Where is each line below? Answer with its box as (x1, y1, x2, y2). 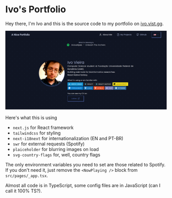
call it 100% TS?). (5, 188, 42, 194)
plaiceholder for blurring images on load (12, 146, 99, 152)
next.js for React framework (12, 124, 74, 130)
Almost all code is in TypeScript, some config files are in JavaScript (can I (5, 182, 161, 188)
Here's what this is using (5, 114, 57, 121)
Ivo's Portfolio (5, 4, 67, 15)
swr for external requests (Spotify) (12, 141, 85, 147)
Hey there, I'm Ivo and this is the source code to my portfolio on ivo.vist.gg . (5, 20, 164, 27)
